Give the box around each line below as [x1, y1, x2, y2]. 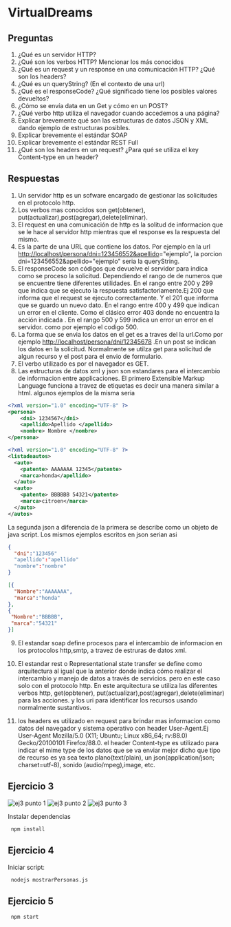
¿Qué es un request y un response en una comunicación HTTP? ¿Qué [17, 65, 215, 73]
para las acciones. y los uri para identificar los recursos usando [17, 696, 198, 705]
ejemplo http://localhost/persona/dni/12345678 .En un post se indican [17, 337, 216, 346]
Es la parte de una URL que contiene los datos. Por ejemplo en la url [17, 242, 210, 251]
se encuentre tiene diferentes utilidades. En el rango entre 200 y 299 [17, 279, 213, 287]
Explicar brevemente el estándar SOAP [17, 131, 128, 139]
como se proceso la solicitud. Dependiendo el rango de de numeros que [17, 271, 223, 280]
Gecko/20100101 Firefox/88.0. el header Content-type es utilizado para [17, 739, 219, 747]
